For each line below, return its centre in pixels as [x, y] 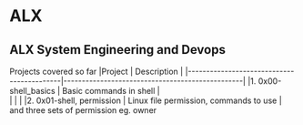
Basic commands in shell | [111, 91]
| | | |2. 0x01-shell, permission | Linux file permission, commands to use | [146, 100]
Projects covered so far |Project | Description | [96, 71]
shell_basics [33, 91]
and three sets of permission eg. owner [83, 110]
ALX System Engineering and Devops [117, 50]
